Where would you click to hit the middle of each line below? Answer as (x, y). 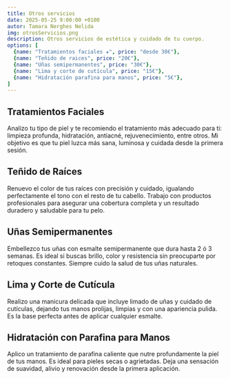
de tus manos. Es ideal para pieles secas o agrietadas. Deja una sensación (113, 361)
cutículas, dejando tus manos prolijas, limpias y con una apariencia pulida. (112, 308)
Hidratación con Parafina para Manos (89, 337)
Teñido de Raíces (45, 172)
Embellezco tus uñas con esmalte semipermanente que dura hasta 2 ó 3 (109, 248)
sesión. (18, 150)
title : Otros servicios (41, 13)
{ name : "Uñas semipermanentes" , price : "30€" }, (83, 65)
